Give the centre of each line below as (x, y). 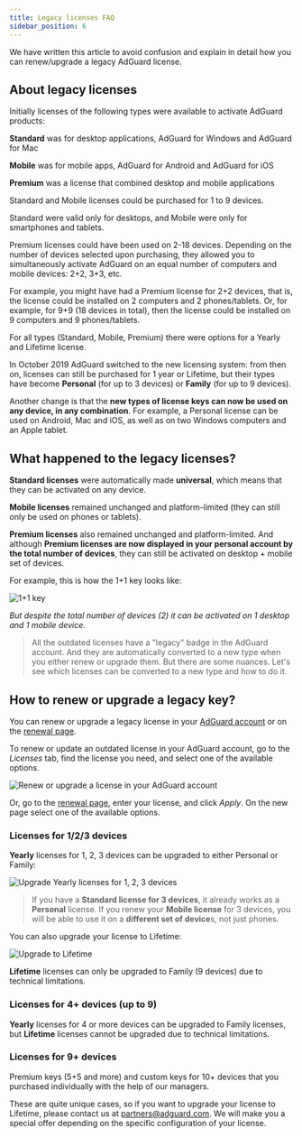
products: (27, 121)
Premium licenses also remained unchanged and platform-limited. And (141, 534)
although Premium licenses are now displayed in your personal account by (151, 544)
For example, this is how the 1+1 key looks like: (96, 581)
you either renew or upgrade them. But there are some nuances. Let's (161, 662)
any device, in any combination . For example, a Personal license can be (144, 411)
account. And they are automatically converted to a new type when (156, 652)
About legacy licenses (73, 90)
